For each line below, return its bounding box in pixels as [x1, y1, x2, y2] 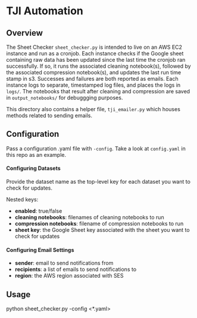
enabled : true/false [14, 207, 62, 215]
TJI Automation [6, 4, 83, 18]
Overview [6, 28, 43, 38]
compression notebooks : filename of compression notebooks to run [14, 220, 184, 227]
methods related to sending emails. [6, 112, 92, 119]
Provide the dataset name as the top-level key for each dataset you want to [6, 178, 190, 185]
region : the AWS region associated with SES [14, 272, 124, 279]
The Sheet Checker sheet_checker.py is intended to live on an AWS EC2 [6, 43, 183, 51]
